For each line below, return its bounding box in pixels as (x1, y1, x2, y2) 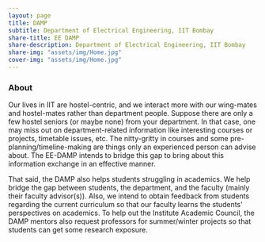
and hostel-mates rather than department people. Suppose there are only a (8, 109, 253, 118)
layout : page (8, 11, 51, 20)
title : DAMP (8, 19, 47, 27)
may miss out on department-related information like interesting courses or (8, 125, 253, 135)
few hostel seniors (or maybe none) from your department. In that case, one (8, 117, 256, 127)
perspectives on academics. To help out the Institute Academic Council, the (8, 208, 255, 218)
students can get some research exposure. (8, 225, 149, 235)
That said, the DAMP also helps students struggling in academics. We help (8, 175, 251, 184)
